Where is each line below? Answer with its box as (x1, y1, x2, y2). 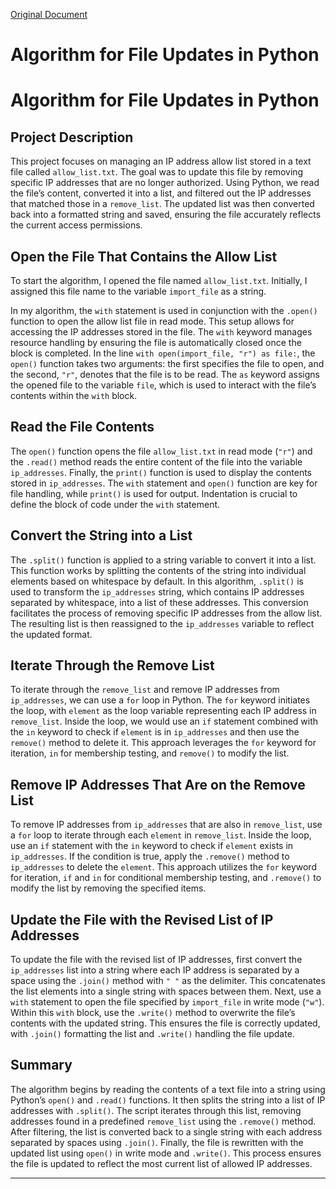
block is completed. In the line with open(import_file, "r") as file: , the (10, 347, 316, 359)
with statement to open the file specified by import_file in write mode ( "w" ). (10, 996, 325, 1008)
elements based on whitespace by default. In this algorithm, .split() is (10, 575, 304, 587)
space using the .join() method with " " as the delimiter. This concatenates (10, 975, 326, 987)
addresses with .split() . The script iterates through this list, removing (10, 1104, 302, 1116)
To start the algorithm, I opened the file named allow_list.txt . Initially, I (10, 275, 308, 286)
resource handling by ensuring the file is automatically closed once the (10, 337, 302, 348)
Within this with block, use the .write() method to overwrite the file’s (10, 1007, 296, 1019)
